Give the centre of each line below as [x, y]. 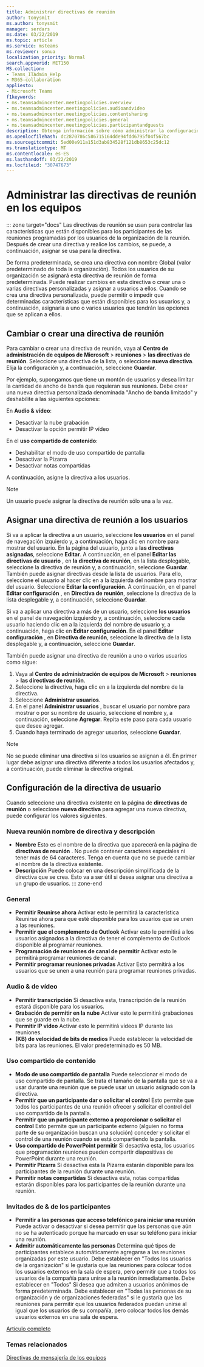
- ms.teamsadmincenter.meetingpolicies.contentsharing [77, 114]
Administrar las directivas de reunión [101, 195]
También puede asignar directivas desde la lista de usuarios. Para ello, [94, 573]
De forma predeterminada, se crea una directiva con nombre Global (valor [99, 263]
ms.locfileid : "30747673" [39, 165]
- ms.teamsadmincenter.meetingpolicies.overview [69, 102]
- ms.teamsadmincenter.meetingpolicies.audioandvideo [76, 108]
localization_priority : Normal [46, 57]
